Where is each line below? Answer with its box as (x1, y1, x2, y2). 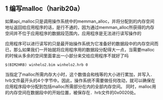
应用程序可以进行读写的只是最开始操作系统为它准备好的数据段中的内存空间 (5, 41, 154, 46)
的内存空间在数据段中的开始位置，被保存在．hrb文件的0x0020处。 (5, 89, 139, 95)
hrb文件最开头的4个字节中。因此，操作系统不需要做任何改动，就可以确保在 (5, 77, 156, 83)
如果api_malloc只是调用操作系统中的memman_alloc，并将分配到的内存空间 (5, 18, 155, 24)
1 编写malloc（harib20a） (5, 4, 84, 13)
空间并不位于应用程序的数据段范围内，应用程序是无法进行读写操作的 (5, 30, 142, 36)
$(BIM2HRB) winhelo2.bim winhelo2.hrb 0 (5, 62, 89, 67)
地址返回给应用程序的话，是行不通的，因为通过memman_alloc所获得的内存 (5, 24, 155, 30)
